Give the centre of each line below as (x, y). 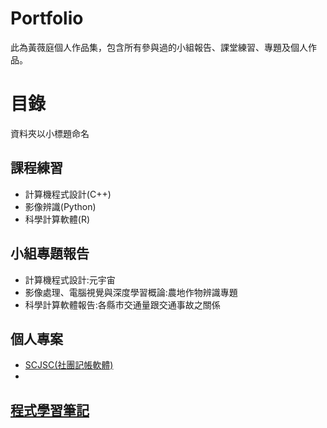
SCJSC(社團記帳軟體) (69, 365)
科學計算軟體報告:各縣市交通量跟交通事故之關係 (122, 304)
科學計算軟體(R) (57, 219)
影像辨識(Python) (60, 206)
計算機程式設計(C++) (68, 194)
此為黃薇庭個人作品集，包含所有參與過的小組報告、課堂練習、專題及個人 (159, 47)
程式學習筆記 (50, 410)
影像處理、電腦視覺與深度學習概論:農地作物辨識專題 (131, 292)
